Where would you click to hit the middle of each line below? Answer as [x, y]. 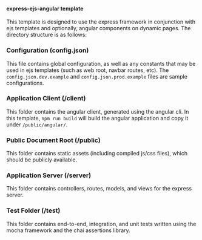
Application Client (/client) [46, 99]
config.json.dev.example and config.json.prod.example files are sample [97, 76]
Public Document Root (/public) [54, 140]
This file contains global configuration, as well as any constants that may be [101, 63]
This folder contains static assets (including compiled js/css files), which [97, 154]
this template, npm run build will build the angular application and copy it [97, 118]
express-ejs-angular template [45, 8]
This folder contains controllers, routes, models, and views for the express [99, 189]
